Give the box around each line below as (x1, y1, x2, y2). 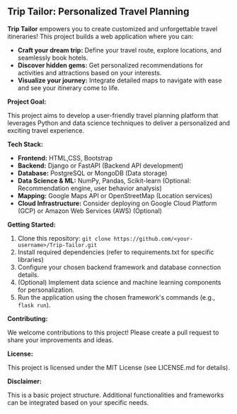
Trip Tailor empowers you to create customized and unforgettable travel (7, 24, 218, 33)
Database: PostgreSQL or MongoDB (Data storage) (17, 168, 168, 177)
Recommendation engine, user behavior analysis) (17, 184, 163, 192)
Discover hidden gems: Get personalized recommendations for (17, 60, 203, 70)
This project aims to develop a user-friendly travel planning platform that (7, 111, 219, 119)
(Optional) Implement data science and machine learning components (17, 278, 221, 286)
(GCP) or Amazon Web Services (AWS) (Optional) (17, 206, 163, 215)
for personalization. (17, 285, 75, 294)
